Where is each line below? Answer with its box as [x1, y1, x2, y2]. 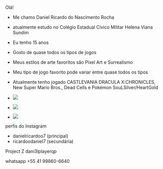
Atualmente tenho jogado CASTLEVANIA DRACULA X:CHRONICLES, [12, 79, 156, 85]
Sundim [12, 30, 29, 35]
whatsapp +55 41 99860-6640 [5, 158, 70, 164]
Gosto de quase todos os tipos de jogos [12, 50, 97, 55]
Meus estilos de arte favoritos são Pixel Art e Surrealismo [12, 59, 133, 65]
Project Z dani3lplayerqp [5, 148, 57, 154]
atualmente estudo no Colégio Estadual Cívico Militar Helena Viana [12, 24, 153, 30]
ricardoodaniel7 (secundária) [12, 138, 74, 144]
